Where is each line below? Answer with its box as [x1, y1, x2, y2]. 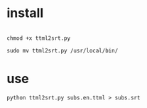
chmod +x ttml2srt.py [6, 34, 71, 42]
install [6, 5, 44, 21]
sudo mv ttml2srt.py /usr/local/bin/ [6, 47, 119, 54]
